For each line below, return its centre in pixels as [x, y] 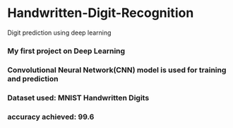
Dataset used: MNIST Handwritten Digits [78, 98]
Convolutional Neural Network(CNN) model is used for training [117, 70]
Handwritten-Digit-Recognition [101, 13]
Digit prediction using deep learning [59, 33]
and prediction [33, 78]
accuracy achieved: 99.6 [51, 117]
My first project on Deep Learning [66, 51]
